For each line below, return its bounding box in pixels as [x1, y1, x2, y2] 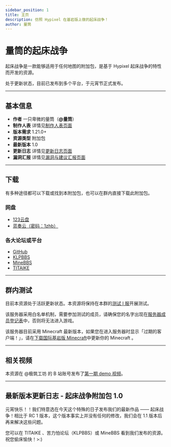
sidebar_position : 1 [5, 7, 49, 13]
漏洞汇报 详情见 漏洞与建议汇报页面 [12, 154, 85, 160]
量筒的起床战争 [5, 45, 68, 57]
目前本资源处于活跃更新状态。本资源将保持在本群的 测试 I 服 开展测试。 [5, 301, 152, 307]
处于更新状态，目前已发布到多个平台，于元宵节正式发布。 [5, 80, 126, 87]
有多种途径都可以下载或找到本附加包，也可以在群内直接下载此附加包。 [5, 190, 153, 196]
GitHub [12, 249, 28, 255]
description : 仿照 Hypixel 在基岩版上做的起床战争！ [5, 17, 108, 22]
